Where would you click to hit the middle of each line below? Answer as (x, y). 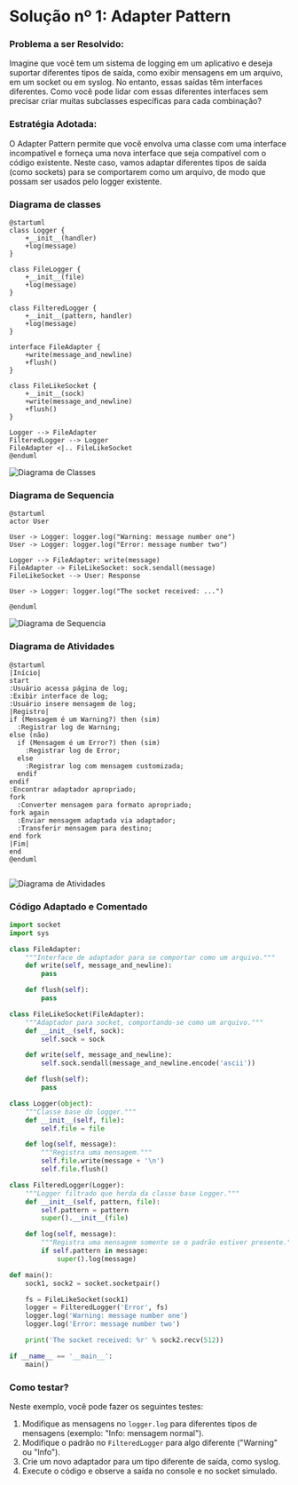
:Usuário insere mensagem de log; (73, 703)
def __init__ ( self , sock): (75, 1031)
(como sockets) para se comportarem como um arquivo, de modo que (137, 171)
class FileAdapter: (45, 949)
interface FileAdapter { (55, 347)
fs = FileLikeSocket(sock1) (77, 1299)
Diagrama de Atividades (62, 647)
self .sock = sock (73, 1039)
